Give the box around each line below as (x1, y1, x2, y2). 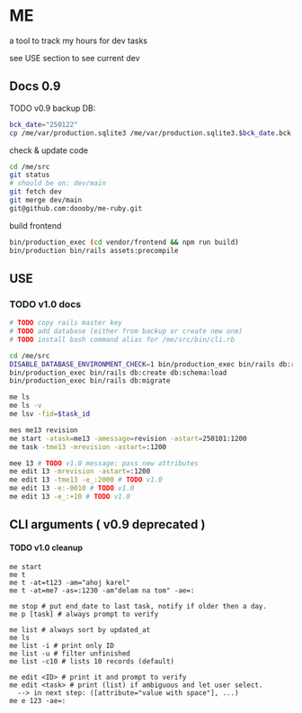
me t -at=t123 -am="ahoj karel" (9, 578, 130, 587)
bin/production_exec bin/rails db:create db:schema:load (9, 368, 227, 377)
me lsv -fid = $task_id (9, 410, 91, 419)
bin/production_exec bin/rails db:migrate (9, 376, 171, 385)
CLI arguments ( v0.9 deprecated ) (9, 517, 206, 532)
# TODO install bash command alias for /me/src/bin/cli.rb (9, 335, 235, 344)
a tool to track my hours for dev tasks (9, 35, 148, 46)
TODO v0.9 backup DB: (9, 103, 96, 113)
